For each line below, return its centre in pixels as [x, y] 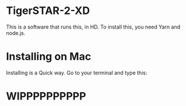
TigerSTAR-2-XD [48, 11]
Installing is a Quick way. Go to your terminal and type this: [77, 73]
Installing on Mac [49, 57]
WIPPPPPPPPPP [46, 96]
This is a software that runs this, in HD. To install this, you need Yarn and [93, 27]
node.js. [16, 33]
